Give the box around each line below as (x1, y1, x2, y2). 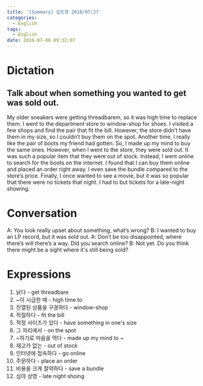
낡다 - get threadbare (15, 288, 69, 296)
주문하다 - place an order (15, 357, 78, 364)
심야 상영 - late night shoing (15, 372, 85, 379)
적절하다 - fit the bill (15, 311, 65, 318)
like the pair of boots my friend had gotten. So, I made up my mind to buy (7, 140, 191, 147)
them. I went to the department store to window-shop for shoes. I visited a (7, 120, 194, 127)
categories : (7, 15, 37, 21)
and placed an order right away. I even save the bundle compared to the (7, 166, 188, 173)
